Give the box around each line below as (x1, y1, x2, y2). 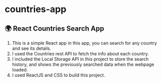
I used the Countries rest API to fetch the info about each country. (12, 51, 149, 56)
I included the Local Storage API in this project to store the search (12, 56, 149, 62)
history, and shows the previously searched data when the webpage (12, 61, 154, 67)
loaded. (12, 67, 28, 72)
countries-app (5, 4, 67, 15)
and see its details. (12, 45, 51, 51)
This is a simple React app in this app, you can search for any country (12, 40, 157, 46)
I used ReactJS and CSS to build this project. (12, 72, 105, 78)
